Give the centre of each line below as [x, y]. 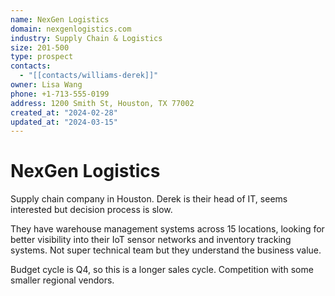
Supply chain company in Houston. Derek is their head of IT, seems [149, 199]
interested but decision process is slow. [91, 210]
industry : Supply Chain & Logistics [86, 38]
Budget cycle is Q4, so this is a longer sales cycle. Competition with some [162, 270]
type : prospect [42, 57]
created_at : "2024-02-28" [64, 112]
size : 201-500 [40, 47]
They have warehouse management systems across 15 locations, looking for [167, 229]
